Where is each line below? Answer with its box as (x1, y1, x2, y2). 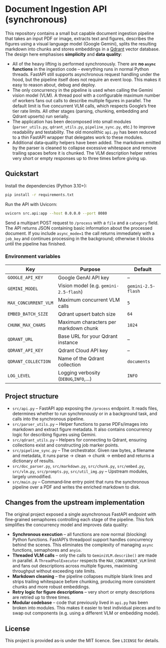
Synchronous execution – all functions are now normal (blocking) (12, 531, 147, 537)
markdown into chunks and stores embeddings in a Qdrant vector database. (5, 46, 160, 52)
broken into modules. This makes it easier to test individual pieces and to (12, 605, 161, 611)
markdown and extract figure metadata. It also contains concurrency (12, 426, 152, 432)
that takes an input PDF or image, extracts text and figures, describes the (5, 36, 154, 41)
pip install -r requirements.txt (5, 192, 74, 197)
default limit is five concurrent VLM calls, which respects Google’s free (12, 103, 157, 109)
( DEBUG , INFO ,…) (58, 375, 92, 382)
